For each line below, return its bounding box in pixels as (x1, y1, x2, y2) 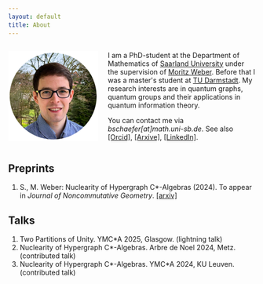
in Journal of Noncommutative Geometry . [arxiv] (19, 191, 178, 200)
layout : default (8, 13, 61, 20)
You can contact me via (108, 115, 184, 125)
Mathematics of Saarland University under (108, 59, 245, 68)
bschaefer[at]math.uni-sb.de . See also (108, 124, 234, 133)
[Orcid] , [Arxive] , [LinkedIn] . (108, 132, 199, 141)
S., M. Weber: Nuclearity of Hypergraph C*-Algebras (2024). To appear (19, 183, 253, 192)
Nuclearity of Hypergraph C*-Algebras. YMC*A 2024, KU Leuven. (19, 260, 235, 269)
